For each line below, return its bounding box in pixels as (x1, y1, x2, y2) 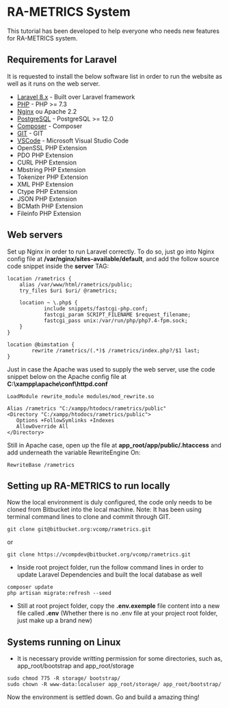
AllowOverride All (16, 423, 69, 430)
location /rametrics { (7, 275, 72, 282)
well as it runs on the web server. (7, 80, 100, 88)
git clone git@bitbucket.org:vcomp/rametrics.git (7, 526, 152, 533)
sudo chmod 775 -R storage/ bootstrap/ (7, 675, 121, 682)
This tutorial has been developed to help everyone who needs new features (7, 27, 220, 35)
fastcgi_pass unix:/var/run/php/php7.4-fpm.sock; (43, 317, 188, 324)
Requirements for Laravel (7, 54, 118, 66)
